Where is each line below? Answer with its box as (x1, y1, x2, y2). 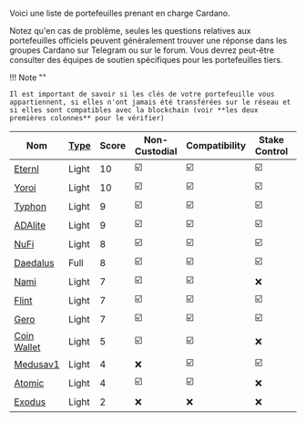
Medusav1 (14, 357, 60, 370)
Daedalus (14, 256, 55, 269)
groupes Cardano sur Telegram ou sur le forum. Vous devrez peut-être (9, 45, 275, 56)
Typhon (14, 200, 47, 212)
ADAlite (14, 219, 46, 232)
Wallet (14, 341, 41, 354)
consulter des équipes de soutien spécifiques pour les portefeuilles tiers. (9, 55, 283, 65)
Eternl (14, 162, 39, 175)
